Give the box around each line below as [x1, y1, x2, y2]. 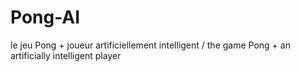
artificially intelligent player [10, 49, 122, 61]
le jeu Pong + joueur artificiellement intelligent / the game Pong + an [10, 39, 291, 51]
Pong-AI [10, 6, 81, 29]
